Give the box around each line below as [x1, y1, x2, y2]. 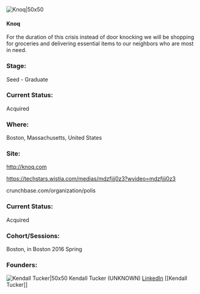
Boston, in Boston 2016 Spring [6, 245, 82, 252]
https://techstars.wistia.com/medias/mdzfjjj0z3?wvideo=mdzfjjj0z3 [6, 175, 176, 183]
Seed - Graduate [6, 75, 49, 83]
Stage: [6, 62, 26, 70]
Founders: [6, 260, 38, 269]
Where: [6, 120, 29, 129]
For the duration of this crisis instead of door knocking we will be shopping [6, 34, 195, 41]
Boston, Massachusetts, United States [6, 134, 102, 141]
